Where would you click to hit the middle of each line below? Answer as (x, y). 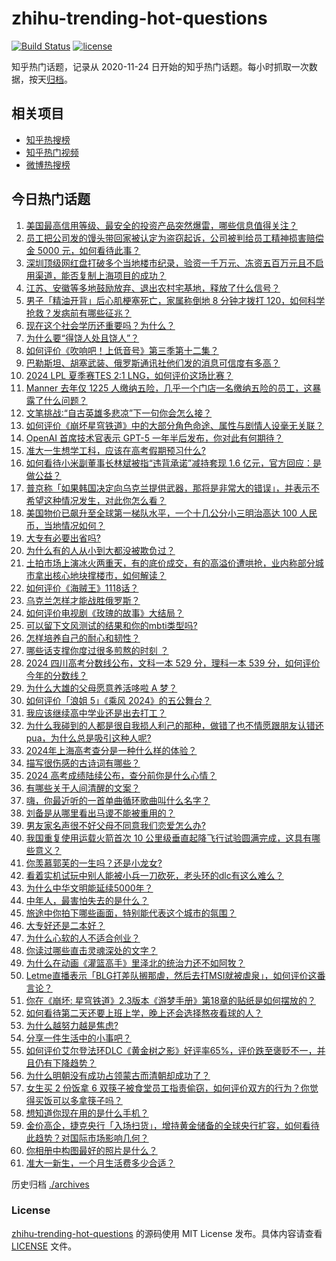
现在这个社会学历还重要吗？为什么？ (100, 325)
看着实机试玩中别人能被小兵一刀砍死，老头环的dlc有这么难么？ (154, 875)
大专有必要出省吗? (63, 538)
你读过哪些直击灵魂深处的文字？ (91, 950)
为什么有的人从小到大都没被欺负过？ (100, 550)
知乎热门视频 (52, 152)
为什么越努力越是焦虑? (72, 1025)
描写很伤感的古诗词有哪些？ (83, 763)
